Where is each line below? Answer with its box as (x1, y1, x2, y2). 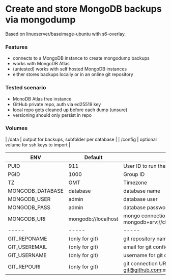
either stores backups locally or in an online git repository (12, 71, 133, 78)
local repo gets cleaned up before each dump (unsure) (12, 107, 128, 113)
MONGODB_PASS (8, 203, 51, 211)
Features (5, 43, 28, 50)
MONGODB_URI (8, 215, 46, 222)
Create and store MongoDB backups (5, 3, 162, 15)
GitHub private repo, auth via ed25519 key (12, 101, 101, 107)
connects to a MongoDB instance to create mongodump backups (12, 55, 150, 61)
